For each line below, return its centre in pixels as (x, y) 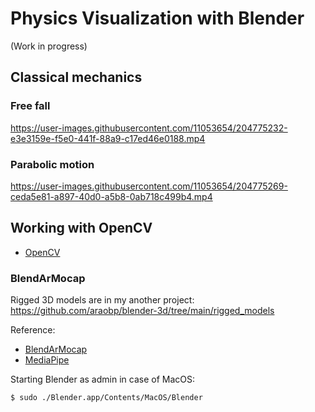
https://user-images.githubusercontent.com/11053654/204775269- (149, 186)
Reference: (33, 330)
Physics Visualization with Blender (157, 18)
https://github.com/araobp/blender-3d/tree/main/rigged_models (142, 311)
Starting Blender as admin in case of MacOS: (102, 379)
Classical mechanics (76, 77)
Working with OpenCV (81, 228)
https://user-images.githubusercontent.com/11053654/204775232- (149, 128)
